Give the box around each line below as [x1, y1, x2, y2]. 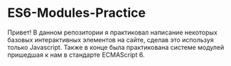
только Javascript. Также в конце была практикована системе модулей [7, 43, 225, 51]
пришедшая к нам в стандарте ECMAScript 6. [7, 51, 145, 59]
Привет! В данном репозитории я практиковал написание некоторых [7, 28, 218, 37]
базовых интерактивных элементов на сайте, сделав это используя [7, 35, 215, 44]
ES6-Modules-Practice [7, 5, 146, 21]
